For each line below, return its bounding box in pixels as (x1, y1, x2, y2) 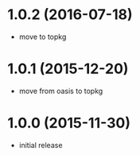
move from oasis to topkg (18, 86, 103, 96)
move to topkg (18, 32, 67, 41)
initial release (18, 140, 63, 150)
